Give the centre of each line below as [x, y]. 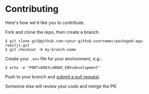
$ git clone [17, 41]
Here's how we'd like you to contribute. [45, 23]
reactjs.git [17, 45]
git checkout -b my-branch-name [43, 49]
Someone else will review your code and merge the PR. [61, 86]
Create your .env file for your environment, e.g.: [54, 59]
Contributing [32, 9]
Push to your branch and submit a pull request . [53, 76]
